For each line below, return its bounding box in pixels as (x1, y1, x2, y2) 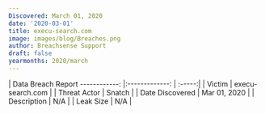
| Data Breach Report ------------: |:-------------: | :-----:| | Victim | (8, 78, 233, 89)
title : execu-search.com (8, 27, 92, 35)
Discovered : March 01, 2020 (8, 11, 103, 20)
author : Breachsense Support (8, 42, 107, 50)
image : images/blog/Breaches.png (8, 34, 121, 43)
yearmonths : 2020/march (8, 57, 89, 65)
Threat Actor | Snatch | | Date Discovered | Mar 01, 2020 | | (57, 87, 254, 97)
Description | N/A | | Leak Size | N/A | (8, 96, 132, 106)
